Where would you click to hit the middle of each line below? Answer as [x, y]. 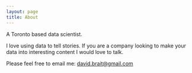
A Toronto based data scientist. [44, 34]
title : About [22, 17]
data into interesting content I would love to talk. [65, 52]
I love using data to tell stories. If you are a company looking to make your [96, 46]
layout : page [22, 12]
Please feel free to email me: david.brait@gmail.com [70, 64]
